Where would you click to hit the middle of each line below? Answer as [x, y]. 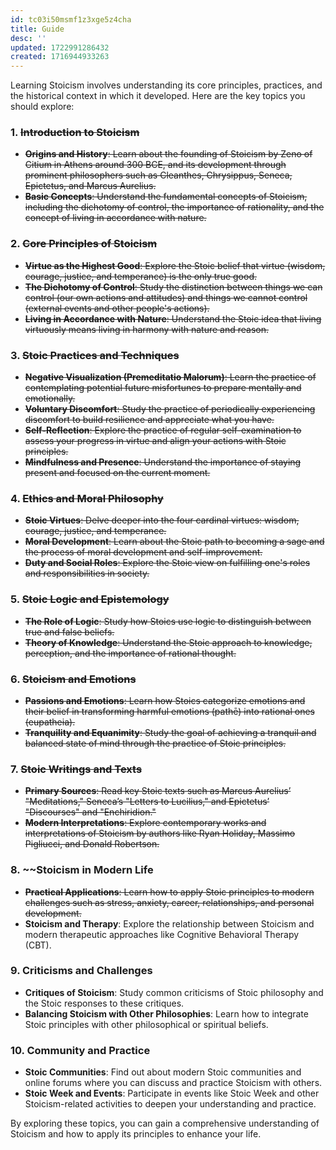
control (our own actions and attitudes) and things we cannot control [166, 297]
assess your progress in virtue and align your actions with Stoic [155, 441]
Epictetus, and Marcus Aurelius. [90, 186]
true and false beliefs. [69, 632]
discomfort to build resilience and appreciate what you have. [149, 420]
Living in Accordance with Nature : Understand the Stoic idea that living [173, 318]
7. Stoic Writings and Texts [76, 769]
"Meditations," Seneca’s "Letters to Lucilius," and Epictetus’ [147, 802]
